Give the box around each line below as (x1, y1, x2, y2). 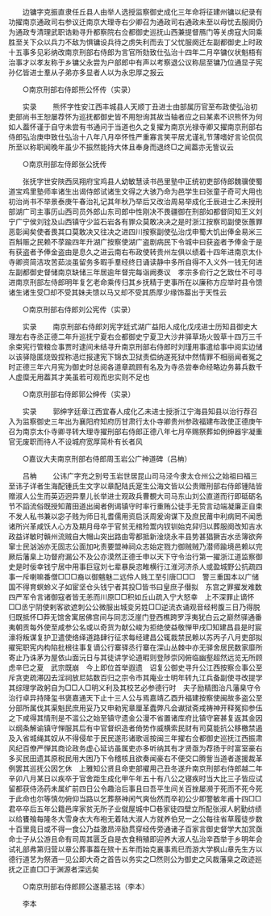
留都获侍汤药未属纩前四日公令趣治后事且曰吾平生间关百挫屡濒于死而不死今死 (8, 784, 263, 793)
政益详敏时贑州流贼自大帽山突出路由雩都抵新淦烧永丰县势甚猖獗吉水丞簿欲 (8, 532, 256, 541)
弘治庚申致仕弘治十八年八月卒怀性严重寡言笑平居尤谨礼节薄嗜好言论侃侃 (22, 132, 263, 141)
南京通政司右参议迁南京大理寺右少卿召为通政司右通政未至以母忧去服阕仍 (22, 17, 263, 27)
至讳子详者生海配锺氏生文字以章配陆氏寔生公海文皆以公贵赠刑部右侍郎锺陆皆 (8, 481, 263, 491)
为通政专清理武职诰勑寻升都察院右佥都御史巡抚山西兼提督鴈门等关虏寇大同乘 (8, 27, 263, 36)
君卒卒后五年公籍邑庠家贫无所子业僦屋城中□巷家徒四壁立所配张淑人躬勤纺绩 (8, 804, 262, 814)
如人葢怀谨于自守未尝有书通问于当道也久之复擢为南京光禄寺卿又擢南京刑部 (8, 122, 256, 132)
